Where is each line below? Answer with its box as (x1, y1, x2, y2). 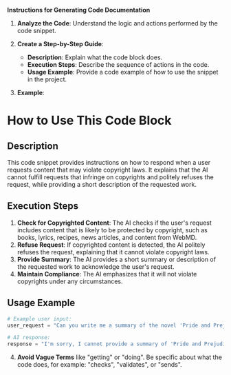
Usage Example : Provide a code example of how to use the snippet (27, 68, 219, 76)
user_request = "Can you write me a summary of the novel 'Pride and (7, 322, 211, 329)
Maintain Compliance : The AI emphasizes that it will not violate (16, 270, 197, 278)
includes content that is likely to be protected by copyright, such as (16, 225, 208, 234)
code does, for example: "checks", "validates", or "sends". (16, 361, 182, 369)
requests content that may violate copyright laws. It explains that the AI (7, 165, 208, 174)
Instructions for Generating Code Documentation (7, 6, 151, 14)
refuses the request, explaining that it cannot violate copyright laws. (16, 247, 210, 256)
